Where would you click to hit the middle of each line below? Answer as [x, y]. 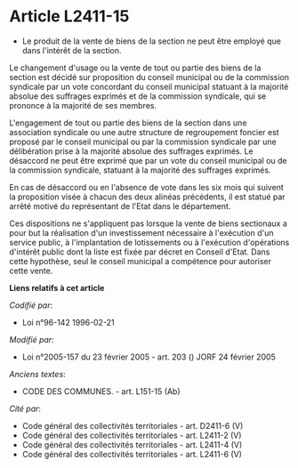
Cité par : [25, 408]
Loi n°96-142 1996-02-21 [68, 322]
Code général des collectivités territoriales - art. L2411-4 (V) [132, 444]
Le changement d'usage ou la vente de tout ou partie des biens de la [135, 68]
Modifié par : [32, 339]
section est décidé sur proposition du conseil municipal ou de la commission [149, 77]
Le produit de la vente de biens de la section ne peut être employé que [152, 41]
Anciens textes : [38, 374]
